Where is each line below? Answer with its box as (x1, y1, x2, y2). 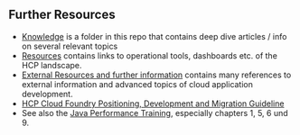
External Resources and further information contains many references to (21, 69, 292, 80)
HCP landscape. (21, 59, 82, 70)
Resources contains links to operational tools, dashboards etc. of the (21, 49, 277, 61)
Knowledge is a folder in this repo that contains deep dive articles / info (21, 31, 287, 41)
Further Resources (8, 7, 116, 22)
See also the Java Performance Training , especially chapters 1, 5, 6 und (21, 107, 288, 118)
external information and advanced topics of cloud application (21, 78, 254, 89)
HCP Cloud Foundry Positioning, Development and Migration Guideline (21, 98, 285, 109)
